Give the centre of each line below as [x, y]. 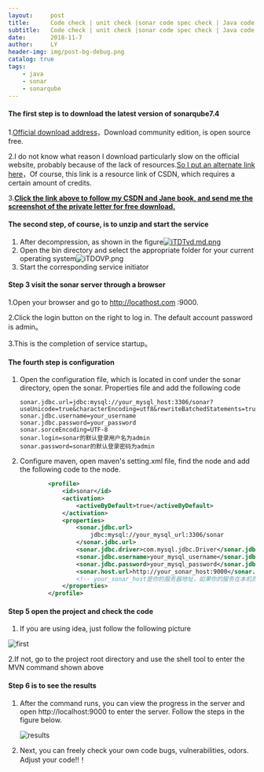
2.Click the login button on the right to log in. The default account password [130, 317]
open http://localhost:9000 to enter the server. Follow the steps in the [132, 711]
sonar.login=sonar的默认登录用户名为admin [85, 438]
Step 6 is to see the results [52, 686]
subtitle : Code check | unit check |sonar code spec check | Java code [132, 30]
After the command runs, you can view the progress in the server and [132, 703]
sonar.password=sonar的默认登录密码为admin [87, 447]
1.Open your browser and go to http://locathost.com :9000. [103, 302]
